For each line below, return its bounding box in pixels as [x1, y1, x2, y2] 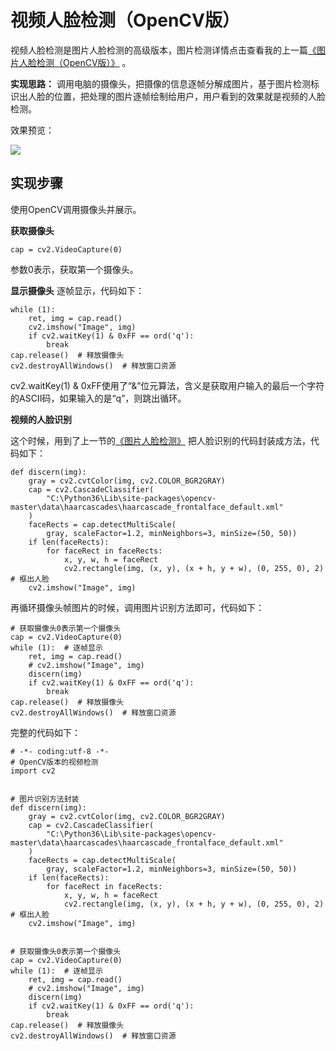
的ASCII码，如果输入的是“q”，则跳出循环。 [10, 392, 187, 404]
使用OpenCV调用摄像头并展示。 [10, 203, 142, 215]
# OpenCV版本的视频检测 [10, 757, 99, 767]
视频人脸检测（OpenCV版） [10, 9, 240, 32]
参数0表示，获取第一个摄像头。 [10, 263, 139, 275]
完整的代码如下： [10, 726, 81, 738]
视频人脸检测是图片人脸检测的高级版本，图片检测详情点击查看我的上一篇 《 [10, 44, 317, 56]
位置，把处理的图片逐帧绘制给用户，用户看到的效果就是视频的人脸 [53, 90, 326, 102]
